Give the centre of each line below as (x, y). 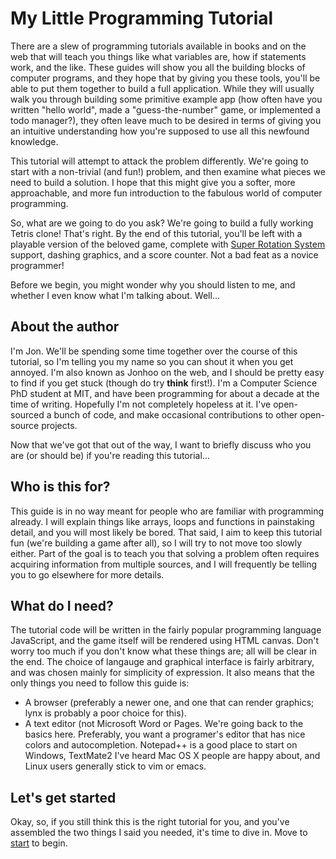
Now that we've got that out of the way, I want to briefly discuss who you (161, 444)
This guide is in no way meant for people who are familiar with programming (167, 511)
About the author (65, 327)
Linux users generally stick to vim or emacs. (115, 766)
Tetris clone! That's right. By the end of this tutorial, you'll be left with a (156, 233)
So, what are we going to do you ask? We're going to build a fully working (162, 223)
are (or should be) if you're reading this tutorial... (110, 455)
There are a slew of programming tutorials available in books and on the (158, 46)
